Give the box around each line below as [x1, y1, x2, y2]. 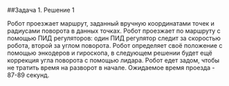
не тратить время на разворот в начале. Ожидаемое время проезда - [7, 64, 216, 71]
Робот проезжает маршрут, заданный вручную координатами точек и [7, 19, 214, 27]
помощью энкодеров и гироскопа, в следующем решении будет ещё [7, 49, 212, 57]
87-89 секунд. [7, 71, 50, 79]
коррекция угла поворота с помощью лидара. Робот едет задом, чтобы [7, 56, 220, 64]
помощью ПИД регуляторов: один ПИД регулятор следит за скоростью [7, 34, 221, 42]
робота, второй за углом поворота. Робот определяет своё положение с [7, 42, 223, 49]
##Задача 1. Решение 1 [7, 6, 75, 14]
